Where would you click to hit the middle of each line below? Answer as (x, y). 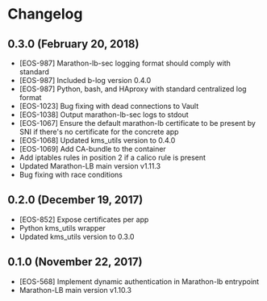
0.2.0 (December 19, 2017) (75, 200)
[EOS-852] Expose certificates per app (84, 219)
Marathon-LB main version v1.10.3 (75, 290)
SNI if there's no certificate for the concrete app (99, 132)
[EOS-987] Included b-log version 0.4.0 (85, 80)
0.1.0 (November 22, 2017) (75, 262)
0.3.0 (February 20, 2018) (73, 44)
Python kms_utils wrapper (63, 228)
